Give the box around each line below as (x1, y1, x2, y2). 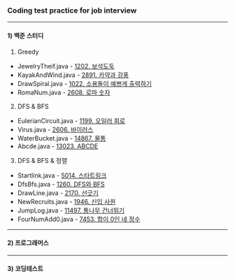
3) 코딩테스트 (7, 264, 44, 273)
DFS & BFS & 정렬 (17, 156, 68, 164)
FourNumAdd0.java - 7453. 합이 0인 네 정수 (17, 215, 141, 223)
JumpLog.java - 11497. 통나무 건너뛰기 (17, 206, 124, 215)
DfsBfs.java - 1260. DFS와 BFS (17, 180, 105, 188)
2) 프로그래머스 (7, 238, 49, 247)
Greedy (17, 48, 40, 56)
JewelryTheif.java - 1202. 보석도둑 (17, 62, 115, 70)
